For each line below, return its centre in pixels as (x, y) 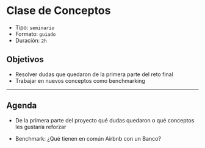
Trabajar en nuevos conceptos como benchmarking (80, 80)
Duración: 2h (31, 40)
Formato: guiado (35, 33)
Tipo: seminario (35, 27)
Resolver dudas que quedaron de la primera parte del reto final (94, 74)
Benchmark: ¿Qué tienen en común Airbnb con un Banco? (88, 138)
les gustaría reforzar (41, 127)
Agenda (22, 106)
